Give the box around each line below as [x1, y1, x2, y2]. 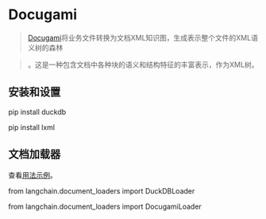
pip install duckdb [8, 107, 67, 116]
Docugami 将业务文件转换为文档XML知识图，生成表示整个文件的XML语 [27, 33, 258, 42]
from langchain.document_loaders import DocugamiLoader [8, 201, 202, 211]
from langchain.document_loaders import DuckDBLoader [8, 186, 195, 196]
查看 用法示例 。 [8, 170, 57, 180]
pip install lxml [8, 122, 56, 132]
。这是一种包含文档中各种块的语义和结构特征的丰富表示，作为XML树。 [27, 60, 259, 69]
